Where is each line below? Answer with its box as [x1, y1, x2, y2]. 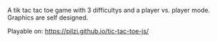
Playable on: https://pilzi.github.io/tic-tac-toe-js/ [7, 27, 149, 35]
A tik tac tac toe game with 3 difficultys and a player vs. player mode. [7, 6, 211, 14]
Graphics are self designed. [7, 13, 89, 22]
